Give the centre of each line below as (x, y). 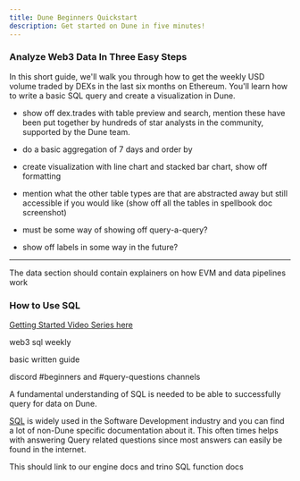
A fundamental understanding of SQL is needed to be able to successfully (145, 394)
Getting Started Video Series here (71, 325)
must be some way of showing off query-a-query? (115, 230)
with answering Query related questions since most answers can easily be (146, 440)
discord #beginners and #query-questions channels (105, 377)
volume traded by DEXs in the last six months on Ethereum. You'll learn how (149, 86)
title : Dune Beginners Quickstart (74, 17)
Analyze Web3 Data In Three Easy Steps (98, 57)
